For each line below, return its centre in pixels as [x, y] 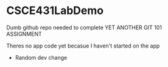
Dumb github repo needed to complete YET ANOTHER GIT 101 [84, 27]
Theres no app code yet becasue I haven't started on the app [83, 46]
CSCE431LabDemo [55, 11]
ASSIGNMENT [24, 33]
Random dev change [41, 57]
